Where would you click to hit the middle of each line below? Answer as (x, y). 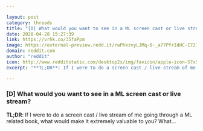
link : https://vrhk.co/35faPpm (46, 40)
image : (14, 45)
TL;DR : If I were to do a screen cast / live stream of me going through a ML (99, 115)
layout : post (23, 17)
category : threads (29, 23)
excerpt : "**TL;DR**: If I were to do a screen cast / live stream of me (101, 68)
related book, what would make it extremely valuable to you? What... (91, 121)
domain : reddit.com (31, 51)
